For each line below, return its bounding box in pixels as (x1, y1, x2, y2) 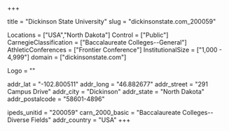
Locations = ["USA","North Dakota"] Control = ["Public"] (7, 31, 169, 39)
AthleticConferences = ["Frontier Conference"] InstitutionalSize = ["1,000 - (7, 46, 223, 54)
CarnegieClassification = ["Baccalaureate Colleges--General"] (7, 38, 187, 46)
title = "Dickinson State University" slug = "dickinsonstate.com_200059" (7, 17, 216, 25)
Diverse (7, 116, 30, 124)
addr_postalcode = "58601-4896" (7, 95, 105, 103)
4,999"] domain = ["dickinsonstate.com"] (7, 53, 127, 61)
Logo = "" (7, 67, 36, 75)
